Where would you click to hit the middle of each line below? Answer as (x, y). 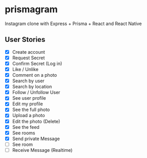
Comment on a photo (35, 75)
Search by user (28, 81)
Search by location (32, 87)
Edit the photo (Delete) (36, 121)
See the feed (26, 127)
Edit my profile (27, 104)
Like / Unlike (25, 69)
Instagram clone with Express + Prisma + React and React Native (73, 24)
